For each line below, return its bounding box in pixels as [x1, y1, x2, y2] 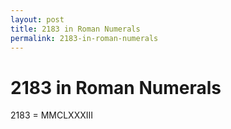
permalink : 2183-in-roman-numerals [10, 33, 159, 43]
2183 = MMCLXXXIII [10, 109, 94, 121]
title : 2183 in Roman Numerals [10, 24, 141, 34]
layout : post [10, 14, 65, 25]
